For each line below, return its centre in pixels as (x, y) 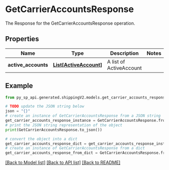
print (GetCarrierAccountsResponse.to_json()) (54, 130)
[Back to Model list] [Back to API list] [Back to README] (63, 162)
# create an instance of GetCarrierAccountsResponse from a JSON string (83, 116)
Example (19, 86)
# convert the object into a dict (41, 139)
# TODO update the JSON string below (45, 107)
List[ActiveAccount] (77, 65)
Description (124, 53)
